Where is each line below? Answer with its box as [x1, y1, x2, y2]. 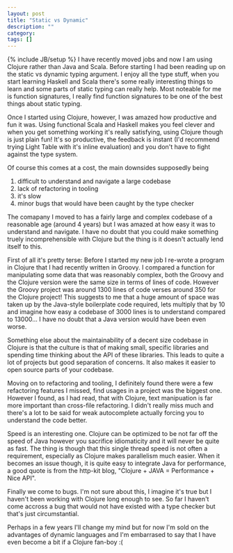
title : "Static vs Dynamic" [7, 17, 89, 24]
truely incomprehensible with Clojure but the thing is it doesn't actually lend [7, 235, 224, 244]
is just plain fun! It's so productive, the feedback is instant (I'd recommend [7, 135, 220, 143]
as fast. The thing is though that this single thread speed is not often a [7, 444, 208, 453]
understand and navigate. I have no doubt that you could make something [7, 228, 219, 236]
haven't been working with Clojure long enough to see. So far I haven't [7, 495, 209, 504]
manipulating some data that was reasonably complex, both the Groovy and [7, 271, 224, 279]
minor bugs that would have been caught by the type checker [17, 199, 195, 208]
